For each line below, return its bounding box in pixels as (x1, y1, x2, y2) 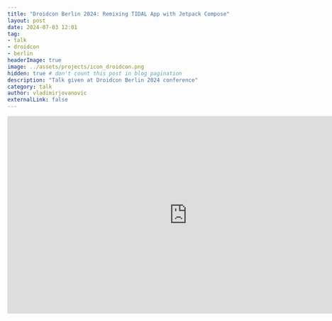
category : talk (7, 83, 52, 90)
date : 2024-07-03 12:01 (7, 23, 78, 31)
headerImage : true (7, 57, 62, 64)
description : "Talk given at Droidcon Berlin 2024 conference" (7, 76, 199, 84)
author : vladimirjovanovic (7, 89, 87, 97)
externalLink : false (7, 97, 69, 104)
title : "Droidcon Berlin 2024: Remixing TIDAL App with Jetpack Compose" (7, 10, 231, 18)
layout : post (7, 17, 46, 24)
